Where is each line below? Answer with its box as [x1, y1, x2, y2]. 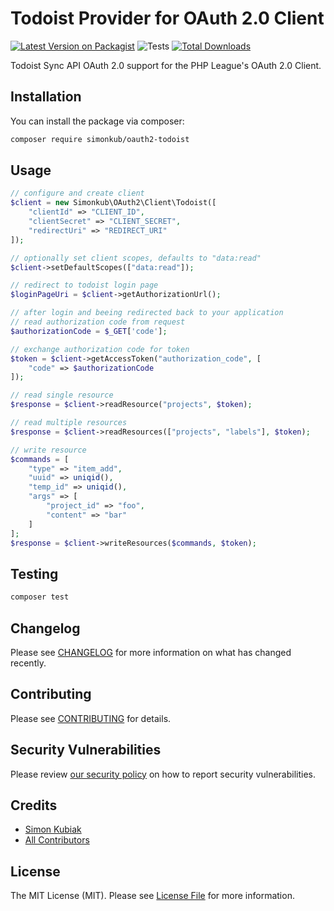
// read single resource [10, 390, 114, 401]
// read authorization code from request [10, 317, 186, 327]
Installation [10, 88, 82, 106]
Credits [10, 797, 58, 814]
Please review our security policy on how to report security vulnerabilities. [10, 768, 316, 780]
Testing [10, 565, 59, 582]
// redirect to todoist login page [10, 280, 159, 291]
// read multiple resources [10, 418, 128, 428]
